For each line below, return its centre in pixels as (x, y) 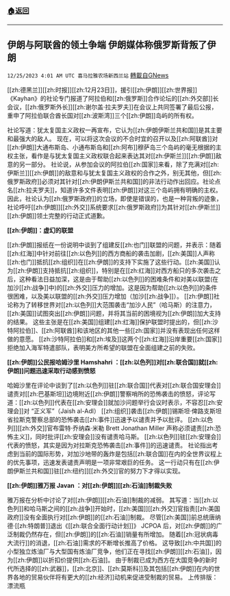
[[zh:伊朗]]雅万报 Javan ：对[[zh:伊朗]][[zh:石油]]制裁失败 (90, 486)
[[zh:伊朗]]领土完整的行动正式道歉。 (58, 216)
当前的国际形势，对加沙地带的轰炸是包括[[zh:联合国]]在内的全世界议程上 (120, 454)
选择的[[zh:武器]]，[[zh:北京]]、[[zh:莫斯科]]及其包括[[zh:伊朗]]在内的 (116, 569)
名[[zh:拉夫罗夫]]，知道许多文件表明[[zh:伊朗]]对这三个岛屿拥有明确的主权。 (114, 190)
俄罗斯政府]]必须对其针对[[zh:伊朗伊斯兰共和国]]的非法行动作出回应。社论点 (114, 182)
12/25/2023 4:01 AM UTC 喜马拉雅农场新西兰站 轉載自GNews (88, 75)
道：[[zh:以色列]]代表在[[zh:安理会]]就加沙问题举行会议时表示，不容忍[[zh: (112, 403)
